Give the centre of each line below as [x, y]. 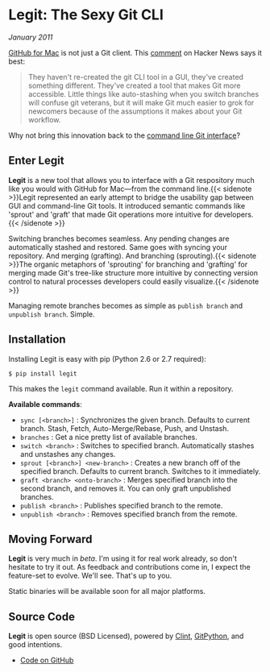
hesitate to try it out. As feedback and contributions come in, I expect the [130, 567]
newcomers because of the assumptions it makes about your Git [135, 111]
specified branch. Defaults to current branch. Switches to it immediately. [140, 471]
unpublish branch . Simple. [52, 314]
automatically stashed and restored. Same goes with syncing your [118, 247]
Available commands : [45, 404]
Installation [37, 340]
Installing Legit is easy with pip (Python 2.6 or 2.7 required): [108, 359]
